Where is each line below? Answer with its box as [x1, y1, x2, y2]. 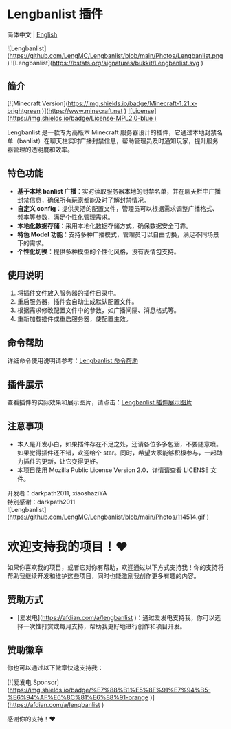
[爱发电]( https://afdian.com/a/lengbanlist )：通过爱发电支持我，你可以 [16, 613, 215, 622]
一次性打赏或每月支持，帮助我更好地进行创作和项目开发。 [23, 622, 186, 630]
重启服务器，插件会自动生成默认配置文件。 [16, 298, 138, 306]
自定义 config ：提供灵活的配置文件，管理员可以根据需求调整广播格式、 [16, 204, 219, 212]
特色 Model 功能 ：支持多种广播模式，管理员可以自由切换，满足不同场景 [16, 230, 220, 238]
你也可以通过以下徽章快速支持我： [7, 664, 104, 672]
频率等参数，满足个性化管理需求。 [16, 213, 114, 221]
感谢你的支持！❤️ [7, 715, 56, 723]
